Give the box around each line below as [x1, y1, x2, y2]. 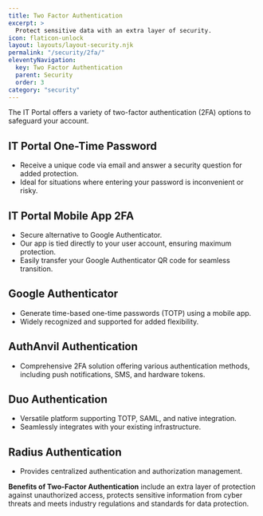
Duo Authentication [8, 392, 108, 407]
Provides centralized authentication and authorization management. [19, 467, 243, 476]
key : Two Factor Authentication [15, 64, 124, 72]
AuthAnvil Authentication [8, 340, 138, 353]
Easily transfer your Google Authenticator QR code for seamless [19, 256, 230, 265]
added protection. [19, 169, 79, 179]
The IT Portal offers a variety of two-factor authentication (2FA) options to [8, 108, 251, 117]
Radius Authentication [8, 445, 122, 459]
